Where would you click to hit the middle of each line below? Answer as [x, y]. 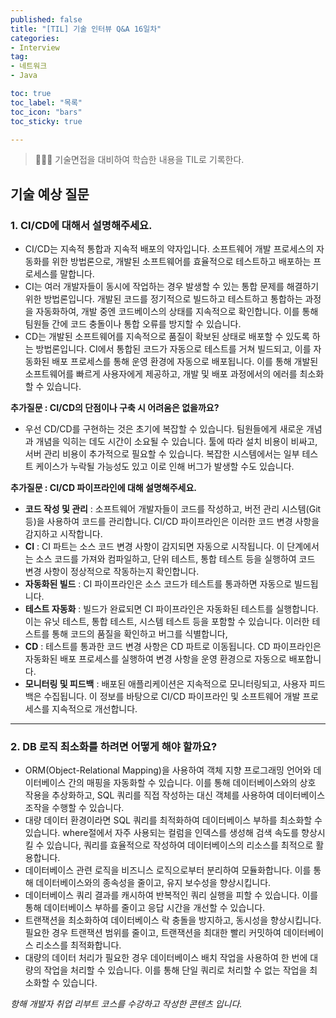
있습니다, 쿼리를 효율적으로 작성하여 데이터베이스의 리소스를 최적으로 [180, 845]
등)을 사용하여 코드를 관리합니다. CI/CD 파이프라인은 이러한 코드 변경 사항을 [172, 522]
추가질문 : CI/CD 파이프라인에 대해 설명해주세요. [103, 488]
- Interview [35, 47]
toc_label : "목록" [46, 102]
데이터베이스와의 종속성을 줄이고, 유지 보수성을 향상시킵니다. [153, 883]
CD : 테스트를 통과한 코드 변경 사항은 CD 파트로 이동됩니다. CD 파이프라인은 [173, 647]
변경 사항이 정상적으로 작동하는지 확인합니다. [112, 572]
